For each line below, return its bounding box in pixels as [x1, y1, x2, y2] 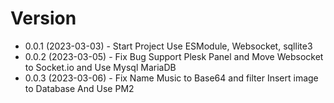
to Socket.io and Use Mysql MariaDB [24, 61, 177, 73]
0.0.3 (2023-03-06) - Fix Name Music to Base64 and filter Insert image [24, 72, 319, 84]
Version [10, 7, 77, 30]
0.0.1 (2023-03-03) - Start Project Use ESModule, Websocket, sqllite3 [24, 40, 313, 52]
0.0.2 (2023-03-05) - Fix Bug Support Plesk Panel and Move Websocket [24, 50, 324, 62]
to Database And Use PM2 [24, 82, 135, 94]
